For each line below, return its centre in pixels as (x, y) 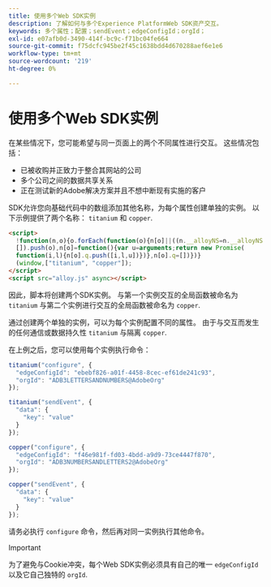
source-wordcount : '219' (50, 62)
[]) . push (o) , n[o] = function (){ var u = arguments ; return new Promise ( (130, 248)
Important (25, 547)
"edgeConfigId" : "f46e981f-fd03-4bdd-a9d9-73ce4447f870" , (116, 455)
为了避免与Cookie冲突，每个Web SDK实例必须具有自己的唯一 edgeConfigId (133, 564)
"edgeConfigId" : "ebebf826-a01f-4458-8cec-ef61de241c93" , (116, 373)
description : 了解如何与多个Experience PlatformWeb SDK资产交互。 (116, 24)
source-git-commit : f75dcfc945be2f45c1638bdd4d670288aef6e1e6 (116, 46)
